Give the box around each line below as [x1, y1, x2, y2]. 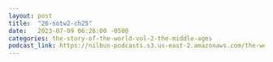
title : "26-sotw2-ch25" [8, 19, 93, 27]
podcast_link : [8, 42, 57, 50]
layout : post [8, 11, 53, 20]
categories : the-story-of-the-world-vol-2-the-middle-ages [8, 34, 213, 43]
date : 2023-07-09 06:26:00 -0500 [8, 27, 129, 35]
